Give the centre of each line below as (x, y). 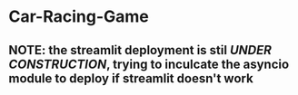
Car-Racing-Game (79, 17)
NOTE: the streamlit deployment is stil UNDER (140, 50)
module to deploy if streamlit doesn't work (131, 78)
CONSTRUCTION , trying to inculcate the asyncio (149, 64)
